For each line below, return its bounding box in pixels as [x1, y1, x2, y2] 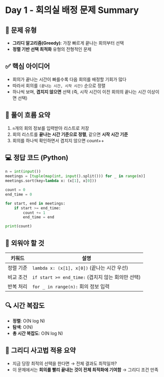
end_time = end [23, 215, 55, 220]
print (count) [5, 224, 32, 229]
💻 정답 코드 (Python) [5, 154, 69, 162]
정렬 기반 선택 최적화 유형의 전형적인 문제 [12, 46, 92, 52]
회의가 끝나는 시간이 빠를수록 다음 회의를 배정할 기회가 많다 [12, 76, 127, 82]
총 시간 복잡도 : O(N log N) [12, 330, 63, 336]
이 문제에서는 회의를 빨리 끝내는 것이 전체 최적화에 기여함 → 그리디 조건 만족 [12, 367, 159, 373]
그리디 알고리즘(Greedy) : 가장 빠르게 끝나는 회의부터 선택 [12, 40, 124, 46]
